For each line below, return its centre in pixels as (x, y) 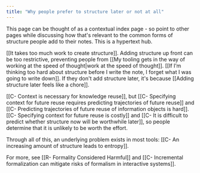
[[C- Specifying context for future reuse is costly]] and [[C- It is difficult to (97, 115)
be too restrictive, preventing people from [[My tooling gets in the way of (96, 59)
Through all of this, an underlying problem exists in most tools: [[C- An (93, 139)
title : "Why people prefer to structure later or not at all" (85, 12)
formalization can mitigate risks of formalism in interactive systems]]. (91, 163)
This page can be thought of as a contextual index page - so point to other (98, 29)
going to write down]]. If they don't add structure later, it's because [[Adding (100, 78)
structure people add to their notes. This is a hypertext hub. (79, 41)
